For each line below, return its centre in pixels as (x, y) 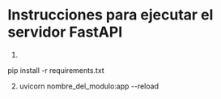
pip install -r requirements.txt (56, 70)
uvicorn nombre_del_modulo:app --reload (89, 86)
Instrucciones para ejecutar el (110, 15)
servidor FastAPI (65, 32)
